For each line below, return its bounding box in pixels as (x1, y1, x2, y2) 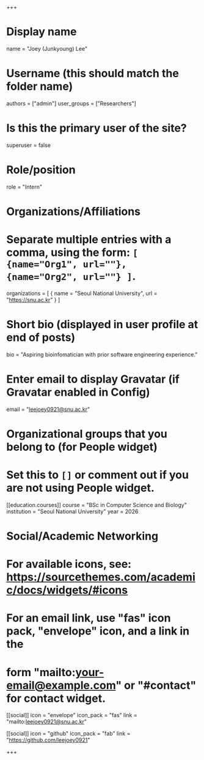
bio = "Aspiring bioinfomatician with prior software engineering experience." (6, 350, 198, 358)
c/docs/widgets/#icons (6, 583, 128, 597)
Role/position (6, 163, 76, 176)
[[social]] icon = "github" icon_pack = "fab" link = (6, 730, 131, 737)
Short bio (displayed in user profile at (6, 318, 199, 331)
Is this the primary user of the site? (6, 121, 188, 135)
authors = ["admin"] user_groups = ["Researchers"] (6, 99, 136, 107)
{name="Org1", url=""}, (6, 258, 127, 270)
